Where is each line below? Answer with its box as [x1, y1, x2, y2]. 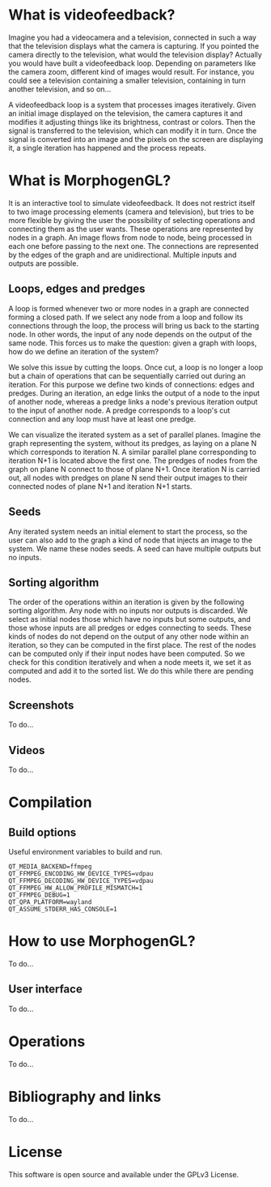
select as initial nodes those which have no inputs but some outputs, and [8, 615, 251, 624]
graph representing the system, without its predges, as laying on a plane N [8, 438, 257, 448]
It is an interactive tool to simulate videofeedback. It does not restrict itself [8, 198, 256, 208]
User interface [8, 983, 83, 996]
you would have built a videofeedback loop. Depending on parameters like [8, 58, 256, 68]
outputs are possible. [8, 258, 79, 268]
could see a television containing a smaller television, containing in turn [8, 75, 246, 85]
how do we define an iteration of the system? [8, 346, 159, 356]
